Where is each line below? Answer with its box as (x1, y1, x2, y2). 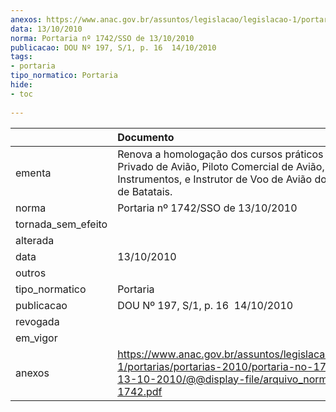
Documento (117, 130, 175, 144)
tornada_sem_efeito (15, 217, 108, 231)
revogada (15, 314, 60, 328)
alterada (15, 233, 55, 247)
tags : (10, 52, 33, 62)
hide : (10, 80, 33, 90)
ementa (15, 166, 52, 180)
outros (15, 266, 47, 280)
